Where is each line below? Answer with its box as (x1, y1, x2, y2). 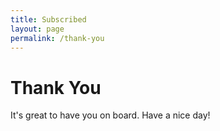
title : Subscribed (10, 14, 87, 25)
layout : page (10, 24, 65, 34)
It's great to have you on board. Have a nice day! (10, 109, 211, 121)
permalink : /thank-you (10, 33, 105, 43)
